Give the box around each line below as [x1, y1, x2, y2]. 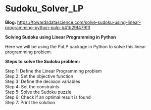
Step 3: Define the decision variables [5, 78, 81, 84]
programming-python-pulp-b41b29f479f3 [5, 24, 91, 30]
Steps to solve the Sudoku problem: [5, 58, 80, 64]
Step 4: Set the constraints [5, 83, 59, 89]
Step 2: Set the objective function [5, 73, 73, 79]
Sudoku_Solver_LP [5, 3, 84, 14]
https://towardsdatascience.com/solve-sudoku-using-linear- [17, 19, 141, 25]
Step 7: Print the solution [5, 99, 55, 105]
